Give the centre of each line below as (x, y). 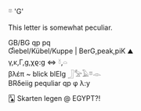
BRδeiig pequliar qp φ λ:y (49, 83)
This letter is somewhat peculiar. (60, 27)
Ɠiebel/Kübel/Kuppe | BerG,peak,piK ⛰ (71, 51)
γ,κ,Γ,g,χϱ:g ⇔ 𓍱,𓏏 (38, 62)
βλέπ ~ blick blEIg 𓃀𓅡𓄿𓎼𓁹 (55, 74)
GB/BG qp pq (29, 43)
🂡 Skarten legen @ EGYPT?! (54, 98)
